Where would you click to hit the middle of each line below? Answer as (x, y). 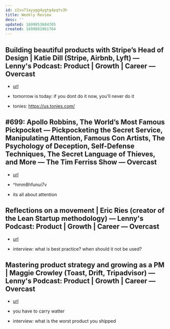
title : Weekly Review (28, 15)
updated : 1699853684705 (31, 24)
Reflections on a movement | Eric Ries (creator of (85, 211)
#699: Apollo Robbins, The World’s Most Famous (85, 122)
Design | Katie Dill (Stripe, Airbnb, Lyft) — (72, 58)
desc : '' (15, 19)
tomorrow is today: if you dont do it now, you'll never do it (73, 96)
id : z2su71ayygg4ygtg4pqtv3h (36, 10)
